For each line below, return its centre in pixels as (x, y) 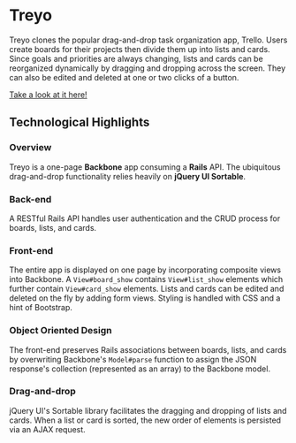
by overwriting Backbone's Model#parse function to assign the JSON (133, 359)
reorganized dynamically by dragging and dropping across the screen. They (148, 68)
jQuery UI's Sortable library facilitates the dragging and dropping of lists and (148, 410)
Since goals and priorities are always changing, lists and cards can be (136, 58)
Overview (30, 148)
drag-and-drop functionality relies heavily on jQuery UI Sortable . (127, 176)
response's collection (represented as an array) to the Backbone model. (140, 369)
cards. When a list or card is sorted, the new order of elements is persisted (145, 420)
